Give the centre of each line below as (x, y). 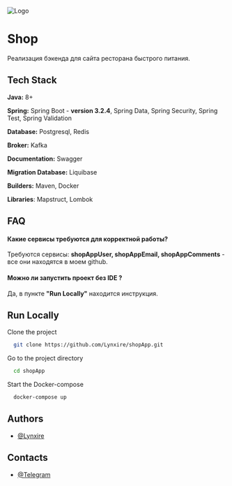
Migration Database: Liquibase (52, 172)
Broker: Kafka (27, 145)
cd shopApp (29, 371)
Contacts (28, 458)
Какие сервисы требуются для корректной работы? (88, 239)
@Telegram (34, 474)
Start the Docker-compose (45, 385)
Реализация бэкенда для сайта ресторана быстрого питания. (99, 58)
